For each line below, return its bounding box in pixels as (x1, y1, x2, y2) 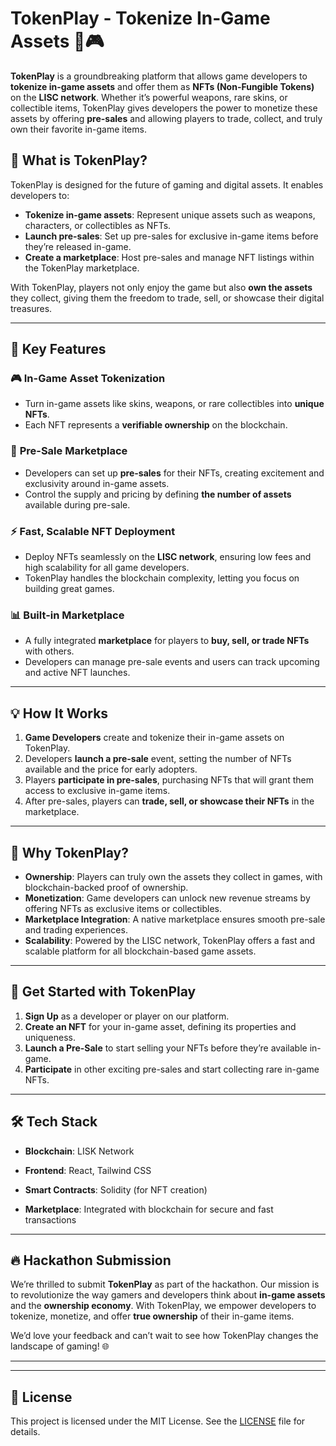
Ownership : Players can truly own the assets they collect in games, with (24, 870, 323, 882)
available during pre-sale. (24, 498, 131, 511)
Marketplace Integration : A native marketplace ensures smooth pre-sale (24, 913, 326, 925)
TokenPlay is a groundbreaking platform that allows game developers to (10, 70, 308, 82)
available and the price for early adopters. (24, 763, 198, 776)
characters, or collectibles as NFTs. (24, 219, 172, 231)
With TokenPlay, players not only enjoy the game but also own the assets (10, 281, 313, 293)
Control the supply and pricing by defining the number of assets (24, 488, 292, 500)
